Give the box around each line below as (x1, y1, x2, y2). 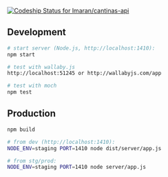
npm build (7, 126, 36, 133)
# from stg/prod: (7, 157, 57, 165)
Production (7, 107, 56, 120)
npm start (7, 51, 36, 58)
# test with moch (7, 83, 57, 90)
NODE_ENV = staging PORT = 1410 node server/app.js (7, 164, 147, 171)
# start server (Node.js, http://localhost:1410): (7, 45, 156, 52)
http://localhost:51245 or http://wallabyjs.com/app (7, 70, 162, 77)
